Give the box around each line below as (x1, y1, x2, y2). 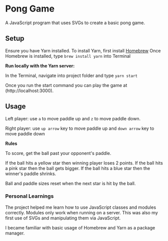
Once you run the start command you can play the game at (5, 82, 127, 88)
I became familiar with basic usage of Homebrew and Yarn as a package (5, 224, 155, 230)
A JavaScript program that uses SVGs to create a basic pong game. (5, 20, 145, 26)
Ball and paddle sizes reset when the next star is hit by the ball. (5, 180, 136, 186)
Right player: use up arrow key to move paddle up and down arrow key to (5, 125, 154, 131)
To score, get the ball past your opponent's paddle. (5, 150, 112, 156)
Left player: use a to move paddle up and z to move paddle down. (5, 115, 141, 121)
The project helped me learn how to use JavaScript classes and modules (5, 204, 156, 210)
